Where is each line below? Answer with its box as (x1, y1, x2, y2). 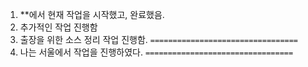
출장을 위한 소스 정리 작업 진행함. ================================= (19, 34, 299, 45)
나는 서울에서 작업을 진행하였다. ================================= (19, 46, 294, 58)
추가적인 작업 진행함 (19, 21, 98, 33)
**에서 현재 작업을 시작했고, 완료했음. (19, 9, 165, 20)
